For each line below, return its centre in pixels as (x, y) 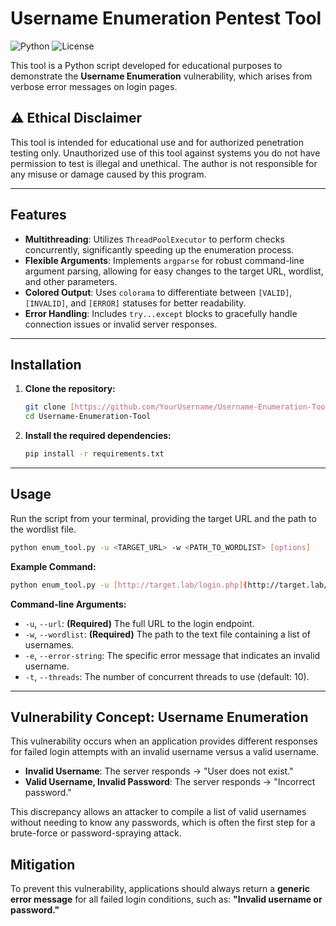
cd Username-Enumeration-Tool (88, 417)
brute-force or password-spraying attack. (96, 833)
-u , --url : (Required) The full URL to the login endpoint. (139, 623)
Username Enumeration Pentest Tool (166, 18)
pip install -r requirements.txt (94, 454)
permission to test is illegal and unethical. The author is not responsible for (164, 163)
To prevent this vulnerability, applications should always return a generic (160, 889)
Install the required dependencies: (98, 436)
